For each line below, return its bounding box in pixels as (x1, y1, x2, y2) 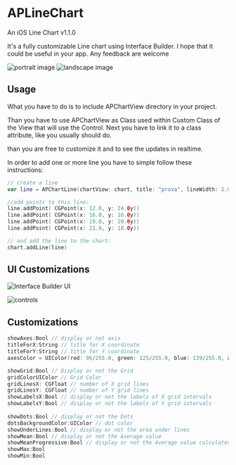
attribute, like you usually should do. (7, 130, 112, 139)
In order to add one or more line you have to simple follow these (7, 158, 192, 166)
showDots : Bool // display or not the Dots (7, 413, 133, 420)
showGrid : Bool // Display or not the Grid (7, 367, 133, 374)
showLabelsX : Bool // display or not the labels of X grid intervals (7, 393, 212, 401)
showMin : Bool (7, 452, 46, 459)
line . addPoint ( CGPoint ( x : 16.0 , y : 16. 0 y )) (7, 211, 140, 219)
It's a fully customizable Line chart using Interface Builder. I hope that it (7, 42, 214, 50)
